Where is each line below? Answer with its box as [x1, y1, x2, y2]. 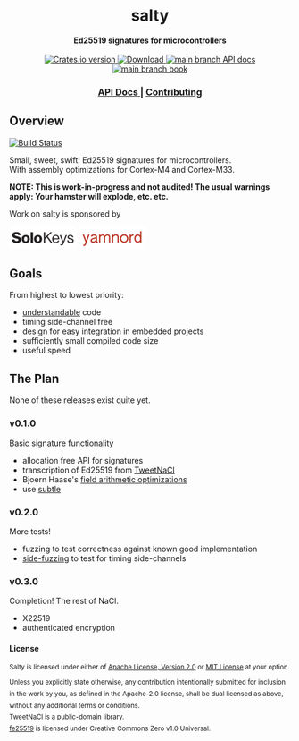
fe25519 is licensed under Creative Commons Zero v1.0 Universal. [9, 724, 212, 734]
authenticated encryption [21, 623, 116, 634]
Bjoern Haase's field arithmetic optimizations [21, 473, 187, 484]
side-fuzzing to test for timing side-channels [21, 552, 187, 564]
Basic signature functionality [9, 438, 114, 448]
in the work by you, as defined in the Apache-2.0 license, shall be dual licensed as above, [9, 689, 284, 698]
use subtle [21, 483, 61, 494]
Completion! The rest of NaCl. [9, 596, 119, 607]
